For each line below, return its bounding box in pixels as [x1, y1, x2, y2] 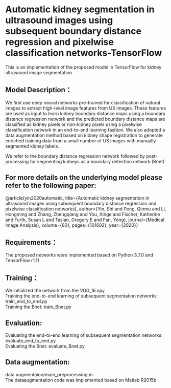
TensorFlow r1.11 [5, 257, 40, 264]
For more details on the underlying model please [5, 173, 162, 182]
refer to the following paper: [5, 181, 96, 190]
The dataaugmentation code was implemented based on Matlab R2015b [5, 377, 157, 383]
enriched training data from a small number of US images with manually [5, 137, 156, 144]
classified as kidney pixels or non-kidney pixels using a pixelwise [5, 121, 142, 127]
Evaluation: [5, 318, 42, 327]
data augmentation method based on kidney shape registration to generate [5, 132, 163, 138]
